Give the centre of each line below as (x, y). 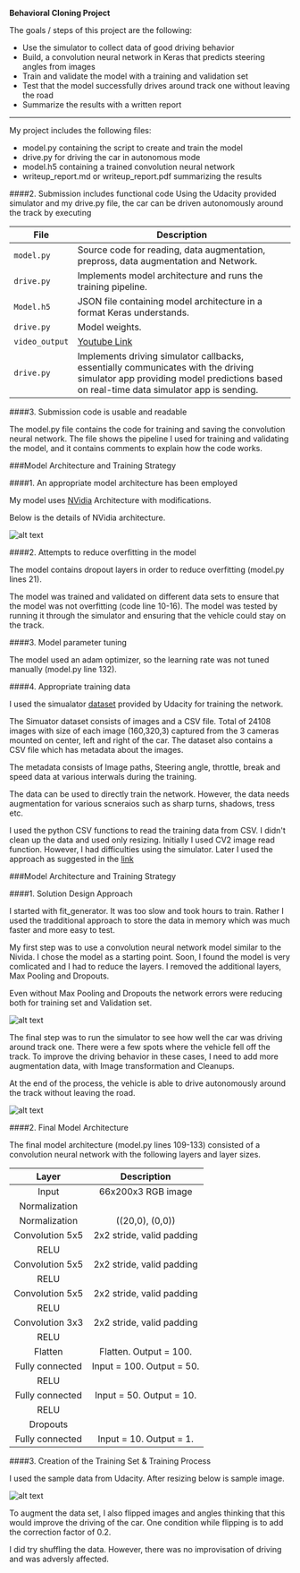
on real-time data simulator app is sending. (168, 390)
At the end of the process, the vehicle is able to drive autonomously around (148, 1083)
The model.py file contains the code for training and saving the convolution (147, 429)
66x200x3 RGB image (146, 1192)
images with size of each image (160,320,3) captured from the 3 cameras (144, 731)
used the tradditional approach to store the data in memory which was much (150, 920)
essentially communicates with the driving (166, 368)
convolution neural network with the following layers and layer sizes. (135, 1154)
